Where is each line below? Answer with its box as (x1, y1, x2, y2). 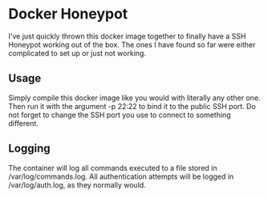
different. (8, 118, 39, 128)
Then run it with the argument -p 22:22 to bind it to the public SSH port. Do (8, 101, 257, 111)
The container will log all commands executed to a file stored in (8, 163, 217, 172)
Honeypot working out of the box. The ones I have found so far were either (8, 39, 256, 49)
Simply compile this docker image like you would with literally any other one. (8, 93, 261, 103)
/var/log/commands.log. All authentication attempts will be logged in (8, 172, 234, 181)
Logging (8, 142, 51, 156)
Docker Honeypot (8, 5, 128, 23)
